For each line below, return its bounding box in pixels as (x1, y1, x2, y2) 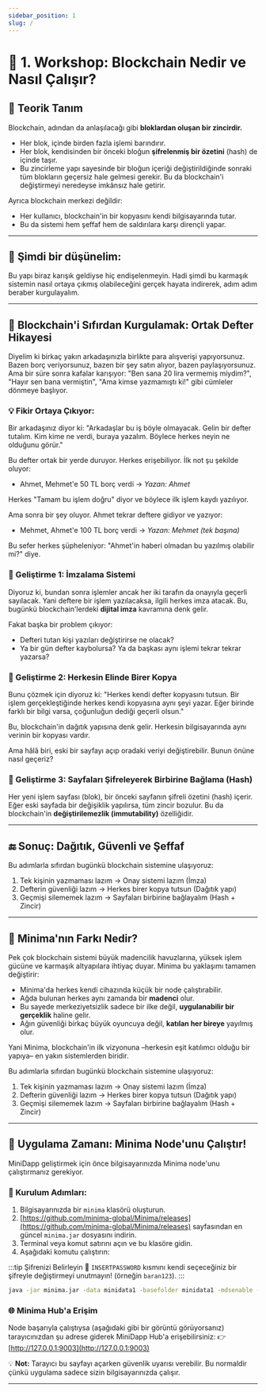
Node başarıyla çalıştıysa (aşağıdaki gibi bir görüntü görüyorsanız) (8, 1323, 225, 1332)
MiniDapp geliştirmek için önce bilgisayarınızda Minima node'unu (8, 1159, 220, 1168)
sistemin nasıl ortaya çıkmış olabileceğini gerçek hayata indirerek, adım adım (8, 280, 258, 289)
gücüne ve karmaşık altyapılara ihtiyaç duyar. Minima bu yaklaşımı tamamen (8, 961, 256, 970)
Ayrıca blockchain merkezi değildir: (8, 195, 123, 205)
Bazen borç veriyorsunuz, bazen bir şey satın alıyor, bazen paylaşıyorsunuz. (8, 361, 256, 370)
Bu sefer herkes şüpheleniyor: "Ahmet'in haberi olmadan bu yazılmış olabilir (8, 541, 255, 550)
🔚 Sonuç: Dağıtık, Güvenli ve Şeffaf (8, 839, 184, 853)
